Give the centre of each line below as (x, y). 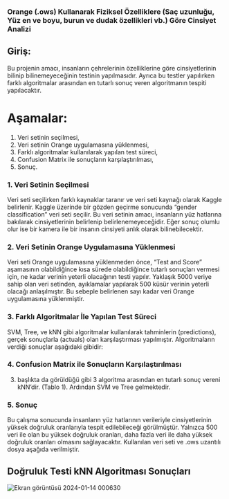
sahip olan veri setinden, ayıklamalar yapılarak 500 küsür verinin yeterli (108, 284)
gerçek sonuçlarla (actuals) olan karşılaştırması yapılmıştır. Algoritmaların (111, 339)
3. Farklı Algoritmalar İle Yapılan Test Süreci (82, 317)
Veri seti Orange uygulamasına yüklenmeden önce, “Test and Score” (105, 262)
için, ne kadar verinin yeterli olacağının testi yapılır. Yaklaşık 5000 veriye (110, 277)
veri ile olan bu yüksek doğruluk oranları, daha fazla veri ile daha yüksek (110, 435)
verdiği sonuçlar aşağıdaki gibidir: (55, 347)
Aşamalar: (37, 118)
